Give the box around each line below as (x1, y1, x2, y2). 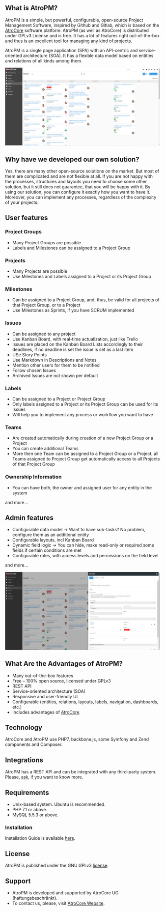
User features (5, 214, 48, 222)
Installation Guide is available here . (5, 835, 76, 841)
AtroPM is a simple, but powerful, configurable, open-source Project (5, 17, 143, 23)
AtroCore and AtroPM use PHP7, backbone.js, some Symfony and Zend (5, 737, 149, 742)
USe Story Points (12, 351, 47, 358)
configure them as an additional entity (12, 532, 89, 538)
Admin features (5, 513, 54, 522)
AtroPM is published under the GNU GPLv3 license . (5, 862, 109, 869)
